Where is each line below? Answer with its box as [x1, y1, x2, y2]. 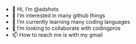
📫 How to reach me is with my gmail [11, 32, 103, 38]
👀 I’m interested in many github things [11, 12, 105, 19]
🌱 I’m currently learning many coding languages [11, 18, 131, 25]
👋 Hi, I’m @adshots [11, 6, 59, 12]
